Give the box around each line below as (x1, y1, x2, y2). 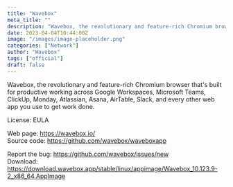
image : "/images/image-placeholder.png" (7, 36, 126, 43)
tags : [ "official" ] (7, 55, 64, 62)
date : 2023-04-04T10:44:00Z (7, 29, 89, 37)
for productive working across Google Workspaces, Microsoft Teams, (7, 88, 206, 96)
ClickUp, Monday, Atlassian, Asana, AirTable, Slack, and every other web (7, 95, 215, 104)
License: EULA (7, 115, 49, 124)
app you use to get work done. (7, 102, 95, 110)
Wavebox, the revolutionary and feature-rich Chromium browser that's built (7, 80, 222, 88)
